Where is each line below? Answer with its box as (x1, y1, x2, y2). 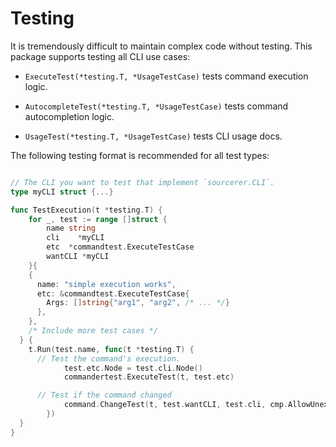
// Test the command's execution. (36, 353, 182, 364)
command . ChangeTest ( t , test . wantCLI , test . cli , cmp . (63, 400, 289, 410)
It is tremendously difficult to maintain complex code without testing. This (10, 40, 313, 52)
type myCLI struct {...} (10, 187, 114, 197)
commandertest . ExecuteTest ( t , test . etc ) (63, 372, 235, 382)
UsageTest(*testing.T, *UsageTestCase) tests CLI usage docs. (24, 130, 283, 142)
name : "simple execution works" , (36, 279, 177, 289)
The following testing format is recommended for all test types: (10, 149, 270, 161)
